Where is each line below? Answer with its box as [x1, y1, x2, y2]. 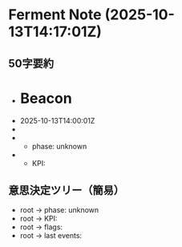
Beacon [19, 89, 72, 107]
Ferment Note [8, 6, 102, 24]
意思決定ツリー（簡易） [8, 183, 124, 197]
